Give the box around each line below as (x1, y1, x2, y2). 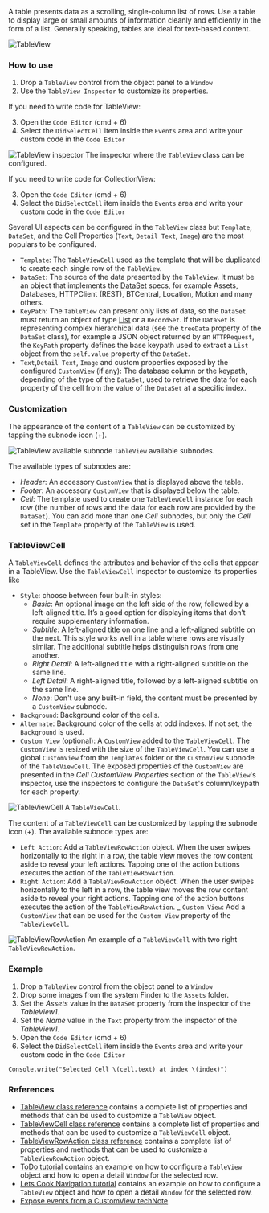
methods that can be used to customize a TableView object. (19, 1111, 217, 1121)
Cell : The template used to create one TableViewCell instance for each (19, 494, 253, 503)
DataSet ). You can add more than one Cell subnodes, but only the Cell (19, 510, 251, 521)
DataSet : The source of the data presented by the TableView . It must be (19, 273, 255, 282)
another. (31, 650, 60, 660)
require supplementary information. (31, 616, 150, 625)
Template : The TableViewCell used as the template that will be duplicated (19, 255, 261, 264)
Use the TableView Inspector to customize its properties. (19, 86, 209, 96)
